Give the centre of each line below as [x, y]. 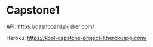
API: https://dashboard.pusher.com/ [50, 26]
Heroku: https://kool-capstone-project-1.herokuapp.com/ [76, 38]
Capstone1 [33, 10]
